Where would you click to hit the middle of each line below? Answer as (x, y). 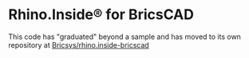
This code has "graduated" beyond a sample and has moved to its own (125, 37)
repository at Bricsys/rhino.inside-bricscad (79, 44)
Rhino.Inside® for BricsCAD (101, 15)
